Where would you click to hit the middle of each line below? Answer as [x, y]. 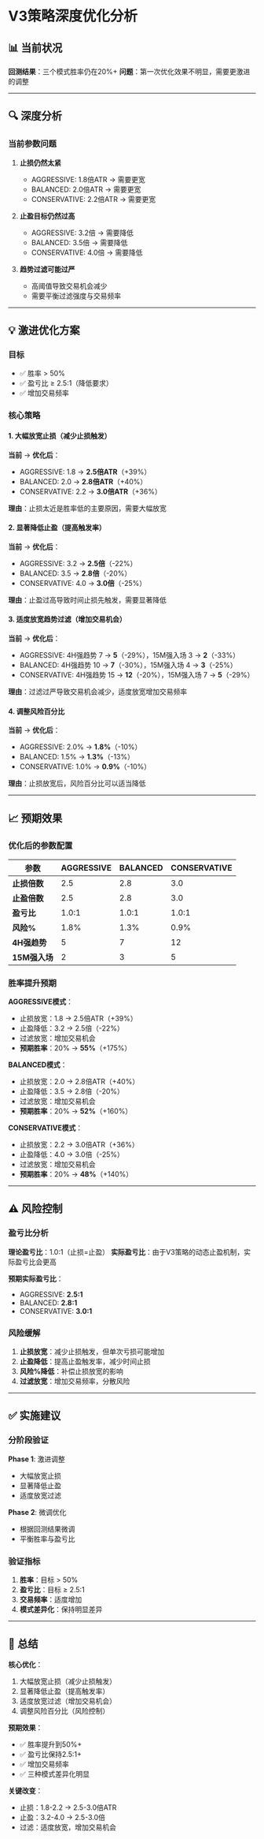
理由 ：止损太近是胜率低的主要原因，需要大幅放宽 [87, 508]
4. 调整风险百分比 [37, 711]
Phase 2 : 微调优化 [37, 1512]
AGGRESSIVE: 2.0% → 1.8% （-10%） [81, 747]
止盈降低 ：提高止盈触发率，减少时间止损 [85, 1362]
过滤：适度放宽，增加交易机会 [68, 1827]
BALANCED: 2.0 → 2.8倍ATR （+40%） [83, 481]
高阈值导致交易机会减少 [69, 285]
